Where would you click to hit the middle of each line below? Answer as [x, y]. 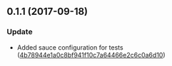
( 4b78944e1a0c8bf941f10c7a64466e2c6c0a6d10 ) [91, 55]
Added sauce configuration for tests [70, 47]
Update [20, 32]
